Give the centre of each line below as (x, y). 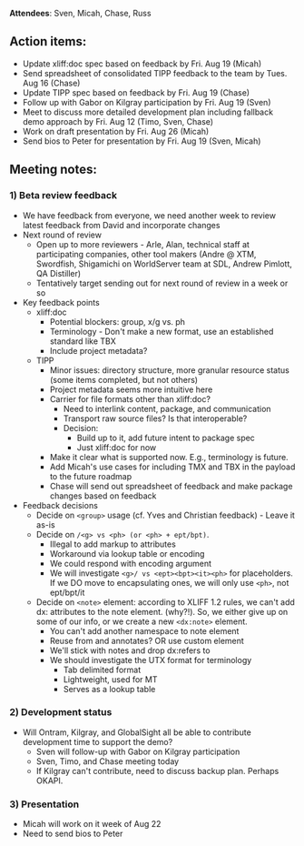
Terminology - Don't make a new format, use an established (162, 331)
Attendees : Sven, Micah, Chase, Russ (80, 13)
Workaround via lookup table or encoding (127, 553)
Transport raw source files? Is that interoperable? (155, 418)
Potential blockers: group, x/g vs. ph (118, 321)
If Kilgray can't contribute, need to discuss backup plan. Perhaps (157, 770)
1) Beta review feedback (64, 196)
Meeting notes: (54, 170)
